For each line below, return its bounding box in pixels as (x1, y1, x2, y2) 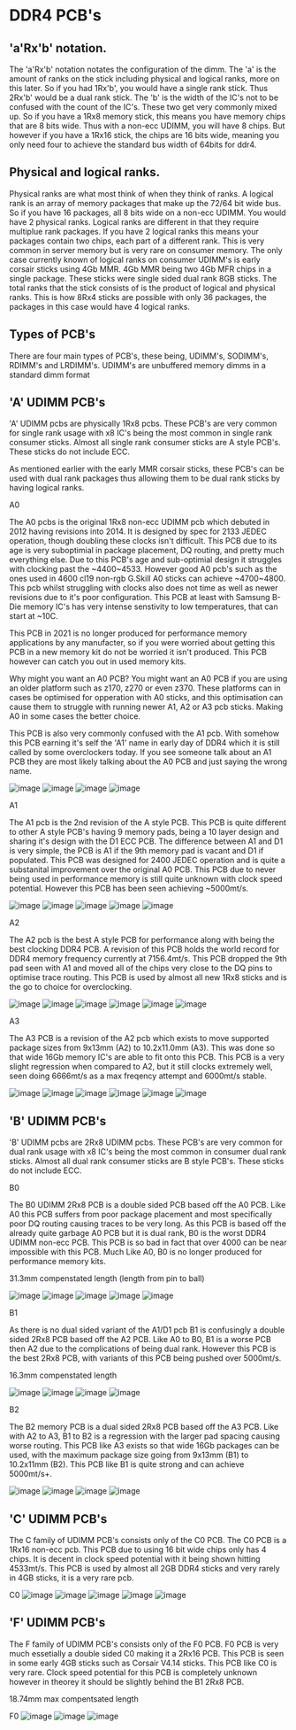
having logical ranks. (9, 483, 85, 493)
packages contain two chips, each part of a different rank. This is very (9, 236, 265, 246)
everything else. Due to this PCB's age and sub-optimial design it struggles (9, 554, 283, 565)
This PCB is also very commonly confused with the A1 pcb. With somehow (9, 728, 280, 739)
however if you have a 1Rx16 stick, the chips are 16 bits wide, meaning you (9, 130, 280, 140)
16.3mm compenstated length (9, 1370, 118, 1381)
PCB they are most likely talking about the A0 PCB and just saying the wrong (9, 756, 288, 767)
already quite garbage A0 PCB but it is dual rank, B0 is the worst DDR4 (9, 1228, 267, 1239)
